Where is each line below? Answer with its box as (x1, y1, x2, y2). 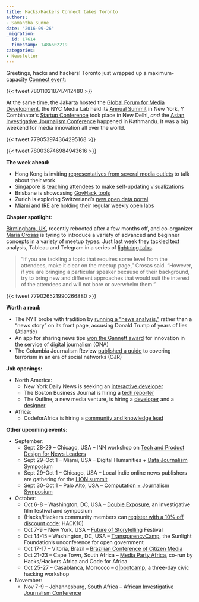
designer (23, 401, 46, 408)
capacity (6, 76, 28, 83)
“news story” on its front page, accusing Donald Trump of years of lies (14, 322, 188, 329)
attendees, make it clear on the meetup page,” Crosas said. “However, (20, 261, 193, 269)
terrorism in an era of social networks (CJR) (14, 353, 122, 360)
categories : (6, 48, 36, 54)
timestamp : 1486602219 (11, 42, 68, 48)
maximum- (147, 69, 174, 76)
